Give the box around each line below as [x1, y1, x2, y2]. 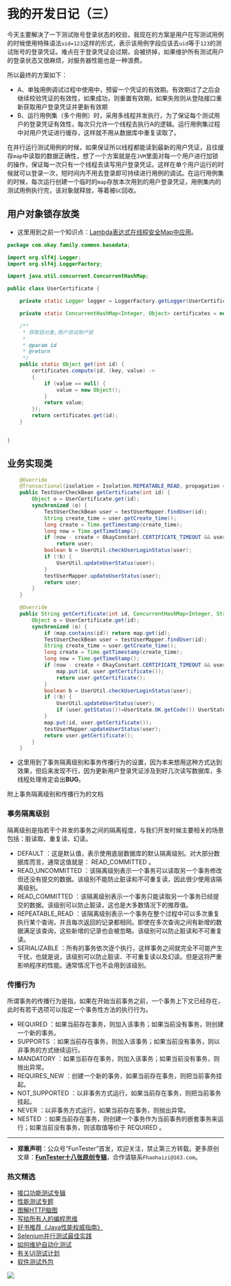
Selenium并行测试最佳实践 [16, 1232, 92, 1240]
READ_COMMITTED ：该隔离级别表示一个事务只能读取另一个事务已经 [16, 892, 213, 900]
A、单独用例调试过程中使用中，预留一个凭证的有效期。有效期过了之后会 [16, 85, 221, 94]
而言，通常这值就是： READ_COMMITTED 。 [29, 858, 155, 866]
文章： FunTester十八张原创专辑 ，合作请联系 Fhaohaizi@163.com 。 [16, 1152, 201, 1161]
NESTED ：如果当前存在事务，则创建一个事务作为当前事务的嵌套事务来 [16, 1115, 218, 1123]
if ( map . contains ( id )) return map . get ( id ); [43, 629, 170, 637]
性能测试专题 [16, 1197, 54, 1205]
